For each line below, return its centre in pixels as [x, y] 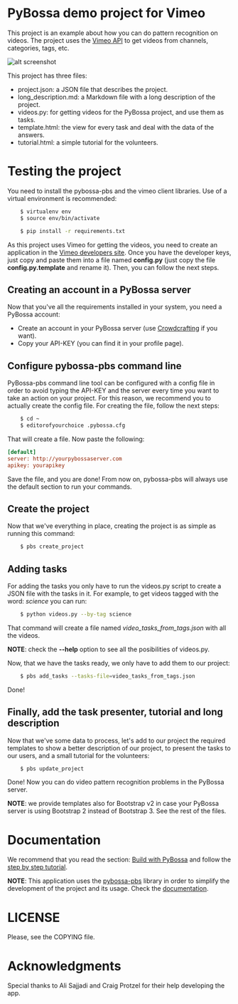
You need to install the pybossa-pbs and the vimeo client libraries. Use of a [117, 191]
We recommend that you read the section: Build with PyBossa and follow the [119, 859]
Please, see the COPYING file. [51, 937]
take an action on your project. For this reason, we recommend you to [109, 398]
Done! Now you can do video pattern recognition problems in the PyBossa [116, 782]
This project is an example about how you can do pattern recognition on [113, 33]
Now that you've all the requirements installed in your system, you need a [115, 307]
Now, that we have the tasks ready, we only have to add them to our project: [119, 663]
